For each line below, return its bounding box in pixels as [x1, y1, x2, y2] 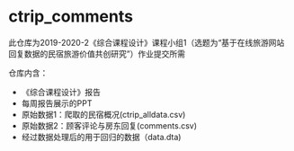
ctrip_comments [8, 6, 134, 27]
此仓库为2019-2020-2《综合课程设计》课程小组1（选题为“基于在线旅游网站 [8, 37, 285, 48]
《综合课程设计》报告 [21, 86, 101, 97]
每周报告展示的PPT [21, 97, 93, 109]
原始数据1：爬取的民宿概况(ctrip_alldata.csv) [21, 109, 186, 120]
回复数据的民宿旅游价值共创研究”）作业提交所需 [8, 48, 186, 59]
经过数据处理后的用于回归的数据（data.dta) [21, 131, 182, 142]
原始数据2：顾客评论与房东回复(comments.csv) [21, 120, 198, 131]
